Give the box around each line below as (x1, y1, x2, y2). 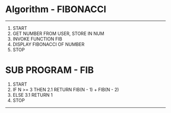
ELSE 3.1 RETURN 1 (12, 92, 53, 98)
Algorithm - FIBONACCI (5, 4, 106, 15)
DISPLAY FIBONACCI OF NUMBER (12, 41, 85, 47)
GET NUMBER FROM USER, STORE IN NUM (12, 30, 104, 36)
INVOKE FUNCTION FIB (12, 35, 63, 42)
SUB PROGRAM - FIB (5, 64, 94, 76)
